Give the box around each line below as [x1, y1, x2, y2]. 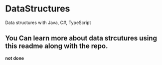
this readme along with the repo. [5, 42, 108, 50]
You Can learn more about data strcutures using [5, 34, 157, 42]
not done [5, 55, 24, 61]
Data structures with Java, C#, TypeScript [5, 19, 91, 25]
